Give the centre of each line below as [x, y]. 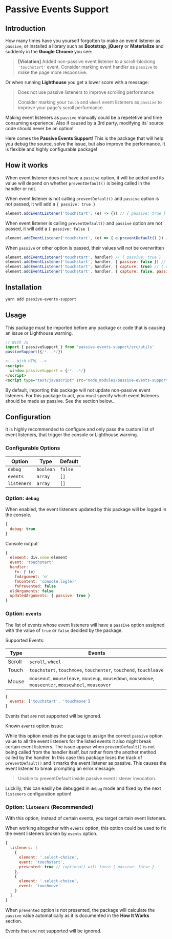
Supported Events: [25, 640]
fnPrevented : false [35, 586]
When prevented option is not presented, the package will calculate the [80, 910]
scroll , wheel [45, 661]
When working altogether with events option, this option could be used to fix [86, 828]
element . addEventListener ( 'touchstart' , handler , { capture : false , [80, 272]
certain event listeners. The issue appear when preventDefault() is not [80, 747]
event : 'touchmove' [39, 886]
